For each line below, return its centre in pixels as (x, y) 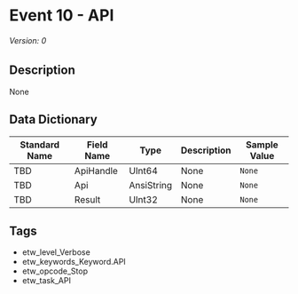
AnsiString (150, 185)
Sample (262, 145)
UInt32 (143, 199)
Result (87, 199)
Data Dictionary (53, 119)
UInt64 (143, 171)
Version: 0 (28, 40)
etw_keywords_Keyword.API (74, 262)
